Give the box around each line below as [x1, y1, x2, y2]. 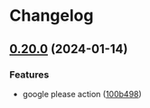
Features [9, 68, 50, 81]
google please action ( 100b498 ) [22, 88, 142, 99]
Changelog [9, 5, 94, 26]
